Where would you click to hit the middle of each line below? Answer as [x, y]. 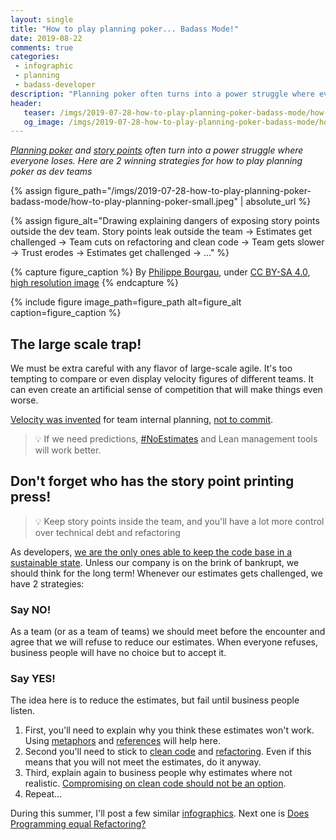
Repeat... [43, 794]
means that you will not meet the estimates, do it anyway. [143, 762]
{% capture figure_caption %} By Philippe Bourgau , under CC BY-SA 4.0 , [160, 272]
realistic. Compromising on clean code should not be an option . [155, 783]
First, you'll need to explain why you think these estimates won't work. [169, 730]
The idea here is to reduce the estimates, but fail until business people [155, 700]
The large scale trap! [76, 344]
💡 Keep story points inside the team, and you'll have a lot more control [179, 521]
